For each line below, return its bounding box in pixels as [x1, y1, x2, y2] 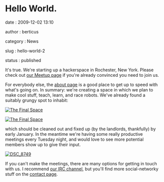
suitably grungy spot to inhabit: [5, 97, 68, 103]
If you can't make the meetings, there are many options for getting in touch [5, 160, 157, 166]
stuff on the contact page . [5, 171, 58, 177]
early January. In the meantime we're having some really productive [5, 131, 143, 137]
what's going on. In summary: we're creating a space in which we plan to [5, 87, 154, 92]
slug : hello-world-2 [5, 48, 45, 54]
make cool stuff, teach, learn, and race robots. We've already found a [5, 92, 146, 98]
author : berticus [5, 29, 39, 34]
